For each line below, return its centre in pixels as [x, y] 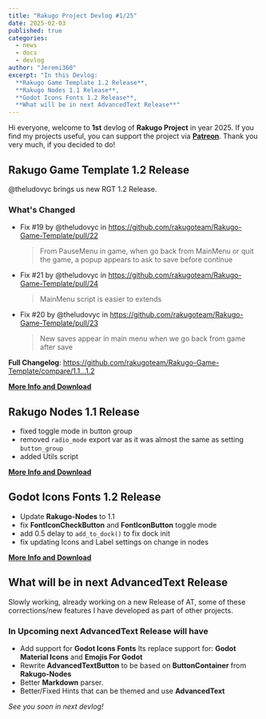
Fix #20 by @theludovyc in [64, 315]
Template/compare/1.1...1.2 [52, 371]
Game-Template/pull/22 [59, 236]
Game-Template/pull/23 [59, 323]
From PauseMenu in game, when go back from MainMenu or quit [147, 251]
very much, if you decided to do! [62, 145]
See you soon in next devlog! [56, 706]
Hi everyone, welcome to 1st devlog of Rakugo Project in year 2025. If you [131, 128]
